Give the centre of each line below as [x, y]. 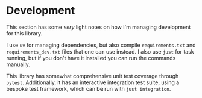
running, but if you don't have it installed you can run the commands [91, 58]
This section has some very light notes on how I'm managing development [99, 27]
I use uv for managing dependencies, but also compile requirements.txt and [101, 45]
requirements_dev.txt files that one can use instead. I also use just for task [100, 51]
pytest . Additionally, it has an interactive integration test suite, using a [93, 82]
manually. [18, 64]
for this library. [24, 33]
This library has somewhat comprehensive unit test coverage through [93, 76]
